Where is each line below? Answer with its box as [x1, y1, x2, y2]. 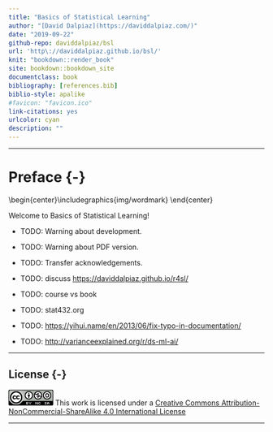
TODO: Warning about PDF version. [19, 242, 140, 252]
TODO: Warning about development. [19, 226, 142, 235]
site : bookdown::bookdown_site [8, 65, 115, 73]
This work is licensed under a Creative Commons [54, 398, 220, 408]
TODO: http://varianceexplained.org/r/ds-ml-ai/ [19, 336, 179, 346]
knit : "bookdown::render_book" [8, 56, 115, 64]
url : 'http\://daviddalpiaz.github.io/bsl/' [8, 47, 162, 56]
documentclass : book [8, 73, 79, 81]
